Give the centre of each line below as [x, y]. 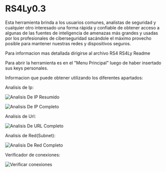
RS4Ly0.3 [26, 9]
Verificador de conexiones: [33, 155]
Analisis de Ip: [19, 87]
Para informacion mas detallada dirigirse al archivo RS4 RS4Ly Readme [78, 53]
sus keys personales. [27, 68]
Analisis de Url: [21, 116]
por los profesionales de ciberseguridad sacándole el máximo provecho [79, 38]
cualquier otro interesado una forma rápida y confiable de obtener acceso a [83, 27]
